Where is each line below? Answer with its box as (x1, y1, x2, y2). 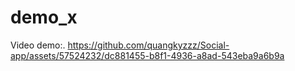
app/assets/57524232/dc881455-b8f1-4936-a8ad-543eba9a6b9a (10, 49, 285, 61)
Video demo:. (10, 39, 66, 51)
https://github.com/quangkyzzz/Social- (67, 39, 230, 51)
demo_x (10, 6, 78, 29)
